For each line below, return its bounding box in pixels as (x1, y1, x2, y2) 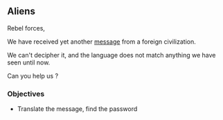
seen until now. (7, 58, 51, 67)
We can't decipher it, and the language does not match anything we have (7, 51, 216, 59)
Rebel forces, (7, 24, 45, 32)
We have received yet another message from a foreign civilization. (7, 37, 196, 46)
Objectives (7, 89, 45, 98)
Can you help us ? (7, 71, 59, 80)
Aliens (7, 6, 36, 17)
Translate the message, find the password (17, 105, 138, 113)
